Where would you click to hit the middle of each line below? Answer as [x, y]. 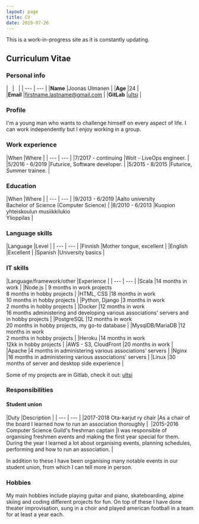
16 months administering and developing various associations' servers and [97, 313]
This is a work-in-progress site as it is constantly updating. [78, 40]
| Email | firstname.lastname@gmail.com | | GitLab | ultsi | [74, 95]
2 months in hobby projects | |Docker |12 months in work [75, 306]
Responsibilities [30, 390]
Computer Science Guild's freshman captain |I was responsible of [87, 430]
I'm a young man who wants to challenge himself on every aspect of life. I [96, 123]
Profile [16, 110]
